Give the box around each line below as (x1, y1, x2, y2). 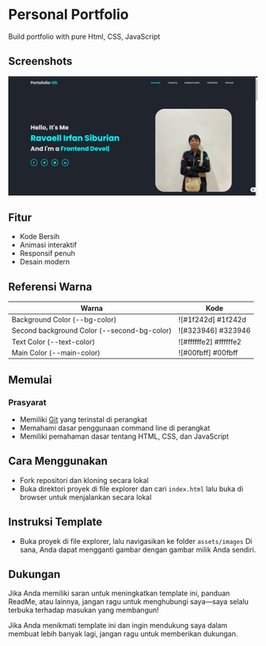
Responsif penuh (19, 249, 75, 258)
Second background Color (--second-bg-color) (11, 326, 173, 336)
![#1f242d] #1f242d (178, 315, 247, 325)
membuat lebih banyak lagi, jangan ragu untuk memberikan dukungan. (8, 629, 238, 639)
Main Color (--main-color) (11, 348, 101, 357)
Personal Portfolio (8, 6, 129, 24)
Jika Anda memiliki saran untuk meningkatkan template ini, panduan (8, 588, 230, 598)
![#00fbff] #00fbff (178, 348, 238, 357)
